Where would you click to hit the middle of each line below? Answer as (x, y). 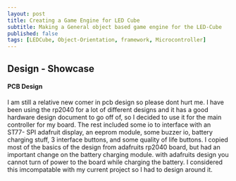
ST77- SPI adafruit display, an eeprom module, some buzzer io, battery (110, 132)
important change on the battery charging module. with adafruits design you (118, 154)
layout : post (26, 14)
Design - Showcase (51, 69)
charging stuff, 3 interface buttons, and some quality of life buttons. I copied (118, 139)
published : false (33, 33)
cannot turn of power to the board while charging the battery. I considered (115, 162)
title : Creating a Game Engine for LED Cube (74, 20)
